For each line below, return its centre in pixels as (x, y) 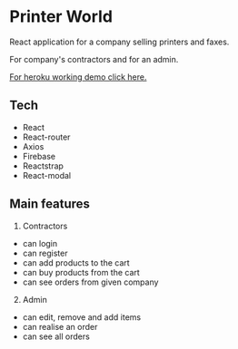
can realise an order (60, 326)
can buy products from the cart (81, 272)
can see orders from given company (90, 282)
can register (45, 253)
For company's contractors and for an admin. (94, 59)
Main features (50, 204)
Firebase (39, 156)
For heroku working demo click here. (78, 77)
